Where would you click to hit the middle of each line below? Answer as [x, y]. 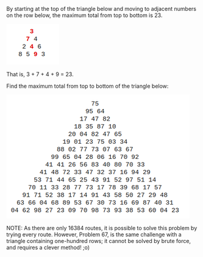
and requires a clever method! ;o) [48, 247]
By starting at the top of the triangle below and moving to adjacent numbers [101, 9]
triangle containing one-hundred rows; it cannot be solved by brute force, [98, 241]
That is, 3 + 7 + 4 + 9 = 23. [40, 74]
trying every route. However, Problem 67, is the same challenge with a [94, 234]
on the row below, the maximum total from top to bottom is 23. [84, 15]
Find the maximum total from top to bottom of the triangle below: [87, 86]
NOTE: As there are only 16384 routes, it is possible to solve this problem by [102, 228]
